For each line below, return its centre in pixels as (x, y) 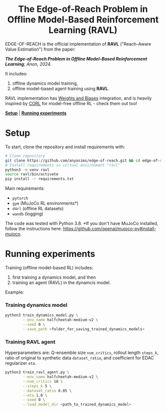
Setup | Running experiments (36, 113)
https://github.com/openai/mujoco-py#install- (110, 229)
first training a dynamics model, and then (54, 277)
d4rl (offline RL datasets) (38, 209)
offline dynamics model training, (45, 83)
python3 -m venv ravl (27, 170)
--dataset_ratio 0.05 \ (47, 391)
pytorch (20, 199)
